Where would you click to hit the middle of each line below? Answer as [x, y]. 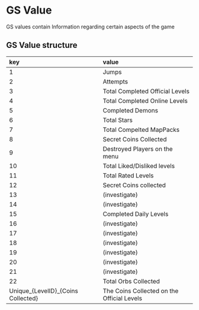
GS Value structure [42, 45]
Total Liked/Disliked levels [139, 166]
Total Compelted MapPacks [141, 130]
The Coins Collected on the [141, 290]
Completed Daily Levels [136, 214]
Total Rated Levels [128, 175]
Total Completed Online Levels [145, 101]
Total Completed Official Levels [146, 91]
